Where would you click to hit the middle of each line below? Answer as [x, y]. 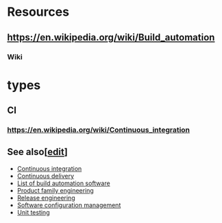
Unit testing [33, 212]
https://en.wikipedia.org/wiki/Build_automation [111, 37]
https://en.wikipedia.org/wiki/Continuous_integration [99, 130]
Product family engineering [55, 190]
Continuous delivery [45, 176]
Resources [38, 12]
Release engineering [46, 198]
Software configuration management [69, 205]
